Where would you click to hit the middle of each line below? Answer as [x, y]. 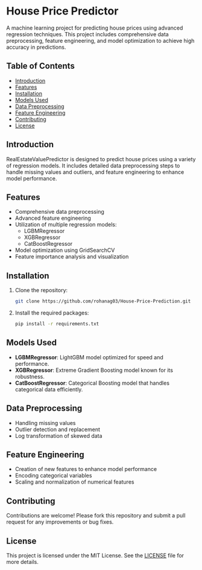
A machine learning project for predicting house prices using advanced [95, 28]
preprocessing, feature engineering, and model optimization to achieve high [100, 40]
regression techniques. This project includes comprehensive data [87, 34]
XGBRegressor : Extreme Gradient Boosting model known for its [94, 370]
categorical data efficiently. [49, 389]
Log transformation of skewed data [58, 435]
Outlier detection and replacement [58, 429]
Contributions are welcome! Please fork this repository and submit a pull [96, 516]
